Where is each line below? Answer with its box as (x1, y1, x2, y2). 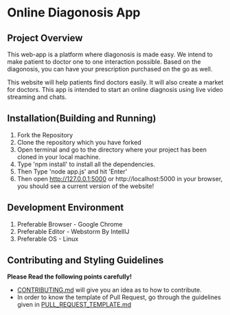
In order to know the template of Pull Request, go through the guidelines (16, 293, 221, 301)
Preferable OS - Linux (16, 235, 79, 243)
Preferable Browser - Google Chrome (16, 220, 123, 228)
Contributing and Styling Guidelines (7, 255, 164, 266)
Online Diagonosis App (7, 5, 141, 21)
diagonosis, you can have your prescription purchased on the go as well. (7, 65, 213, 73)
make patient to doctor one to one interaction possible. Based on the (7, 58, 201, 66)
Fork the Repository (16, 130, 73, 139)
